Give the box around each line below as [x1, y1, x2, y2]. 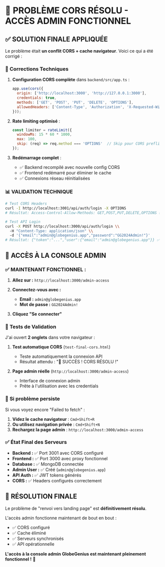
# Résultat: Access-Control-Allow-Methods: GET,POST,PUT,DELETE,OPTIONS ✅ [5, 210, 163, 215]
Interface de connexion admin [19, 378, 81, 384]
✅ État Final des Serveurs [5, 439, 67, 445]
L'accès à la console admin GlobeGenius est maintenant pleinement [5, 551, 146, 557]
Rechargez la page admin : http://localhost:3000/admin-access [12, 426, 144, 433]
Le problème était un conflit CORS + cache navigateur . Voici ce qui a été [5, 48, 154, 54]
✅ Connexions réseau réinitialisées [19, 175, 90, 181]
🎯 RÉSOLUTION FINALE [5, 492, 78, 501]
